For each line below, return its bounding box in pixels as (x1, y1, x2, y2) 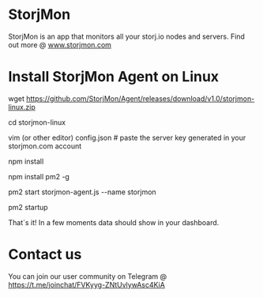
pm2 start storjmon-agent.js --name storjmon (8, 187, 156, 197)
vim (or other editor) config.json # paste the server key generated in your (8, 133, 246, 142)
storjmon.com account (8, 141, 82, 151)
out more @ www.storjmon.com (8, 39, 112, 49)
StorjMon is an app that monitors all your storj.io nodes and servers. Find (8, 32, 245, 41)
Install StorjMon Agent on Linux (8, 68, 220, 86)
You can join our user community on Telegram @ (8, 271, 167, 281)
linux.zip (8, 102, 36, 111)
